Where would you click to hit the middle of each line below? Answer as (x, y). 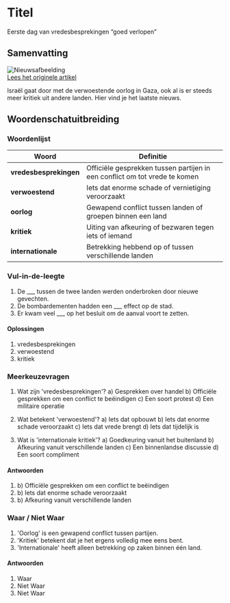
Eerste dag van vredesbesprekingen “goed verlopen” (82, 32)
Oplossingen (26, 329)
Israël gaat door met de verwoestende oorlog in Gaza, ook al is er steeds (110, 90)
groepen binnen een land (127, 216)
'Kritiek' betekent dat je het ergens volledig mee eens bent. (100, 540)
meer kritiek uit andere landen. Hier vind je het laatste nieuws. (94, 98)
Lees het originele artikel (42, 77)
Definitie (153, 157)
